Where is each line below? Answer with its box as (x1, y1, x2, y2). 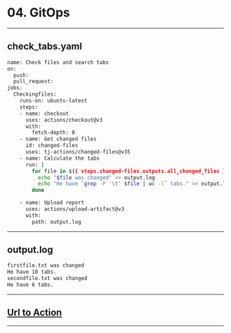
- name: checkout (19, 110, 69, 117)
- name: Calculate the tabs (19, 155, 100, 162)
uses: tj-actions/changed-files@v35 (25, 149, 131, 155)
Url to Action (7, 307, 63, 319)
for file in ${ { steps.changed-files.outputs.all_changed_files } (32, 167, 226, 175)
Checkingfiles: (13, 91, 57, 98)
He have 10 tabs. (7, 268, 57, 276)
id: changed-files (25, 142, 78, 149)
